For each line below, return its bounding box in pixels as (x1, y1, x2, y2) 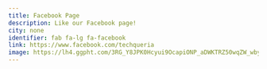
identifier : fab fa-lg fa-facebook (8, 33, 126, 42)
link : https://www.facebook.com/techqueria (8, 41, 155, 49)
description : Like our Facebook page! (8, 19, 137, 27)
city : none (8, 26, 44, 34)
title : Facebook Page (8, 11, 80, 20)
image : (8, 48, 30, 56)
